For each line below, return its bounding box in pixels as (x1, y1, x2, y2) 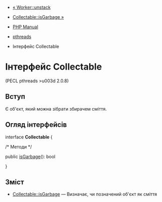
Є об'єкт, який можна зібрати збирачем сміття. (5, 106, 107, 112)
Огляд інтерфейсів (5, 121, 67, 129)
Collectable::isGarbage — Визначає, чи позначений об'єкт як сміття (12, 191, 157, 197)
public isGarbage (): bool (5, 154, 55, 160)
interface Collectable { (5, 134, 53, 140)
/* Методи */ (5, 143, 32, 149)
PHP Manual (12, 24, 39, 30)
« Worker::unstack (12, 5, 51, 10)
